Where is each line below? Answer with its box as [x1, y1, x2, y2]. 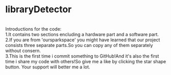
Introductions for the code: [5, 26, 62, 32]
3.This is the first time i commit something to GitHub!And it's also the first [5, 53, 159, 59]
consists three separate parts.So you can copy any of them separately [5, 42, 153, 48]
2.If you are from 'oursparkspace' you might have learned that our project [5, 37, 160, 43]
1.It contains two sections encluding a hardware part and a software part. [5, 31, 159, 37]
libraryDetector [5, 4, 72, 15]
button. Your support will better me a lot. [5, 64, 90, 70]
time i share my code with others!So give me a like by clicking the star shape [5, 58, 166, 64]
